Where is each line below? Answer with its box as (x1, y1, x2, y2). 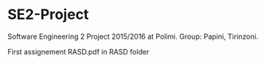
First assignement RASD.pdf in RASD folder (7, 47, 150, 56)
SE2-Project (7, 6, 89, 24)
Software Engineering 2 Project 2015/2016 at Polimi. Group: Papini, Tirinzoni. (7, 32, 259, 41)
